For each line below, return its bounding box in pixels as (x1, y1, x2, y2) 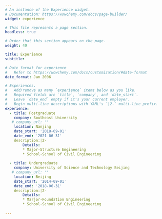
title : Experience (5, 52, 42, 57)
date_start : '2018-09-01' (14, 129, 67, 134)
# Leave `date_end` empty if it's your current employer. (5, 97, 130, 102)
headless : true (5, 30, 36, 35)
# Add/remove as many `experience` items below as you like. (5, 88, 137, 93)
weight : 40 (5, 43, 27, 48)
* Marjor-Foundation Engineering (22, 197, 91, 202)
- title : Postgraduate (9, 111, 56, 116)
